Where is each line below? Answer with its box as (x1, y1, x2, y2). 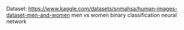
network (6, 18, 27, 25)
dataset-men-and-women (6, 11, 70, 19)
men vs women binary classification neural (71, 11, 177, 19)
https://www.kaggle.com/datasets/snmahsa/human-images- (28, 5, 178, 12)
